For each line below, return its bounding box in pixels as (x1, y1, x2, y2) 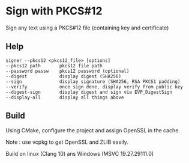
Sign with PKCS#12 (5, 4, 103, 18)
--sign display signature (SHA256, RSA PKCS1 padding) (5, 78, 181, 85)
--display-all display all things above (5, 94, 124, 100)
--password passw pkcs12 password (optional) (5, 68, 130, 74)
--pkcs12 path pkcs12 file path (5, 63, 103, 69)
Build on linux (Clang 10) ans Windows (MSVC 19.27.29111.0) (5, 150, 154, 157)
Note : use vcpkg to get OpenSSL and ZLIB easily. (5, 138, 128, 146)
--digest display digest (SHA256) (5, 73, 121, 79)
